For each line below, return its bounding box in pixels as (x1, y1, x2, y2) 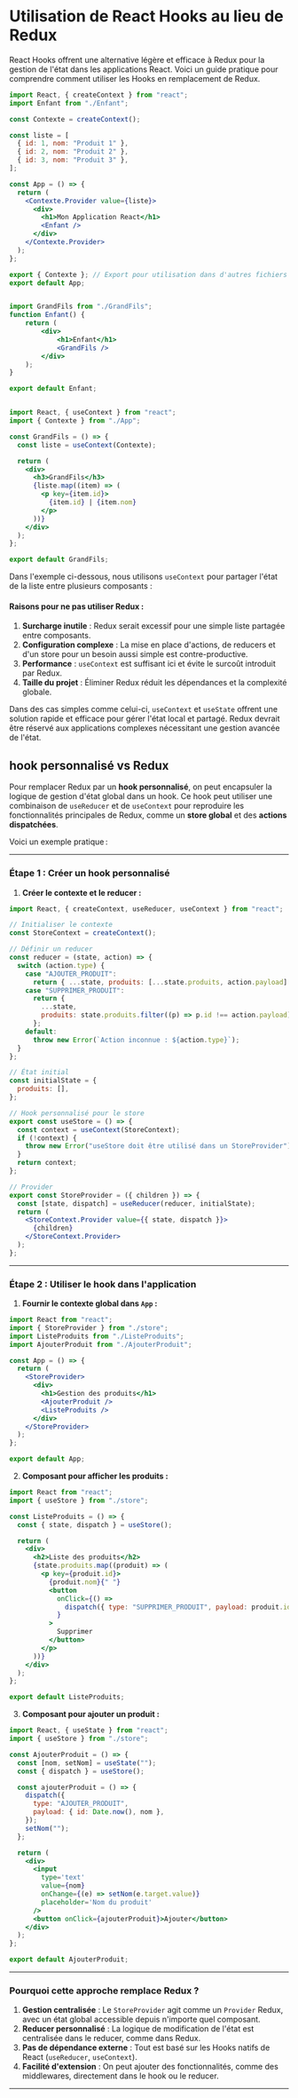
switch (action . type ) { (17, 961, 105, 970)
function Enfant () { (9, 311, 86, 320)
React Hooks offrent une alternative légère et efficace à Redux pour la (9, 54, 265, 65)
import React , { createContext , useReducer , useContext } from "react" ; (9, 904, 284, 914)
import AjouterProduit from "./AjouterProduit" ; (9, 1340, 192, 1349)
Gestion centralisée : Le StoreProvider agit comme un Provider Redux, (21, 2005, 284, 2015)
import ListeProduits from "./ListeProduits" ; (9, 1332, 184, 1341)
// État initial (9, 1068, 69, 1077)
